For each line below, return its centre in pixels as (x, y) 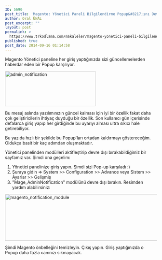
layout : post (18, 28)
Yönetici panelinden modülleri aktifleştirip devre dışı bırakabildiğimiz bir (76, 152)
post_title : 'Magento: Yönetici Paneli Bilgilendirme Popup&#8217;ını (77, 14)
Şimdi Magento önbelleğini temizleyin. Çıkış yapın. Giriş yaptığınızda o (74, 247)
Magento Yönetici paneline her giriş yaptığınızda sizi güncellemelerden (75, 59)
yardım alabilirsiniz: (31, 187)
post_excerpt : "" (22, 23)
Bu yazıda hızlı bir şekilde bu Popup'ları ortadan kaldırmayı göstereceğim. (78, 138)
